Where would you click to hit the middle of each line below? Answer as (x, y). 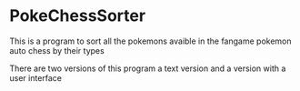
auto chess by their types (57, 50)
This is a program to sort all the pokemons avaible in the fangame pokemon (150, 41)
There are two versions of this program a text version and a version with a (148, 68)
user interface (35, 77)
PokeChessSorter (78, 16)
